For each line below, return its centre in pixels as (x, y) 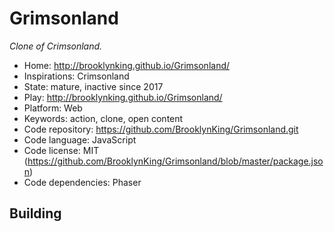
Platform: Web (53, 108)
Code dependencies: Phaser (82, 182)
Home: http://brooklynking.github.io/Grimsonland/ (127, 65)
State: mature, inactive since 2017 (93, 86)
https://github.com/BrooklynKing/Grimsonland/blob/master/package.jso (175, 161)
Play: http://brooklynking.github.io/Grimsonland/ (123, 97)
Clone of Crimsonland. (56, 46)
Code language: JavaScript (80, 139)
